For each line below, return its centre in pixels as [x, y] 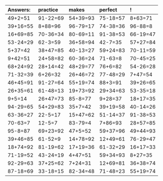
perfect [108, 10]
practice [48, 10]
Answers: [19, 10]
